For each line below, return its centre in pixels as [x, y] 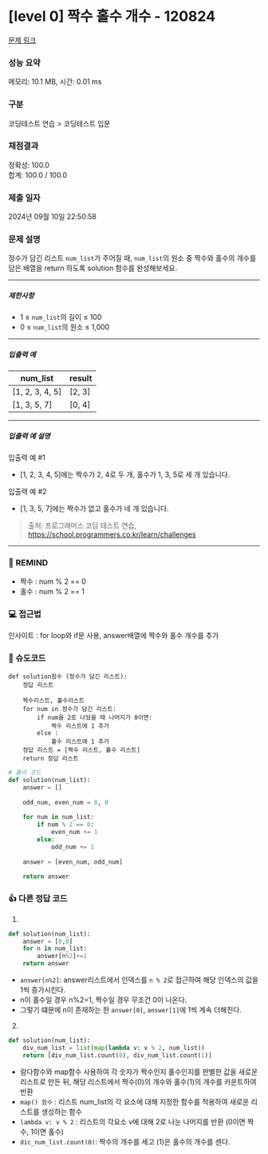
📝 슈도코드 [27, 658]
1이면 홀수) [47, 1132]
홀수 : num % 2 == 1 [52, 591]
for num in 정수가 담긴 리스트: [70, 709]
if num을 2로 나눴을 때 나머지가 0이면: [95, 718]
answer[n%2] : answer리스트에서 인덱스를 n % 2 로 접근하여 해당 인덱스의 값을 [139, 980]
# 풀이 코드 [25, 773]
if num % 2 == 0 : [65, 825]
